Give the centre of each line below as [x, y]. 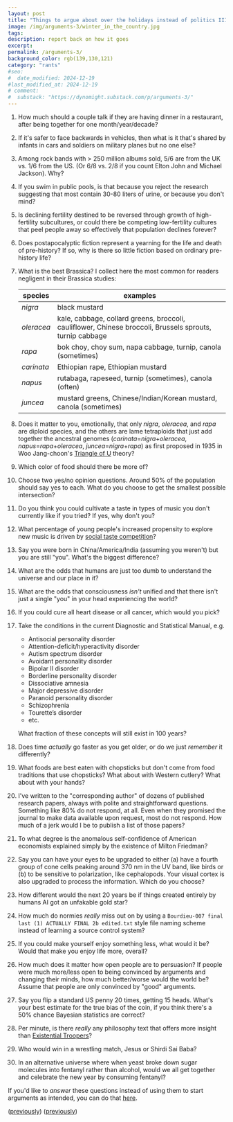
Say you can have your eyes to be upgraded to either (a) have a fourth [118, 859]
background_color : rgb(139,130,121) [60, 59]
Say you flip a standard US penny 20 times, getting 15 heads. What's [115, 1000]
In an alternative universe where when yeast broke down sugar [108, 1062]
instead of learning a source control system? [81, 930]
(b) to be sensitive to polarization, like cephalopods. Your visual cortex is [121, 874]
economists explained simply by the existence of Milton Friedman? [113, 846]
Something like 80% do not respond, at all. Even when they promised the [122, 810]
